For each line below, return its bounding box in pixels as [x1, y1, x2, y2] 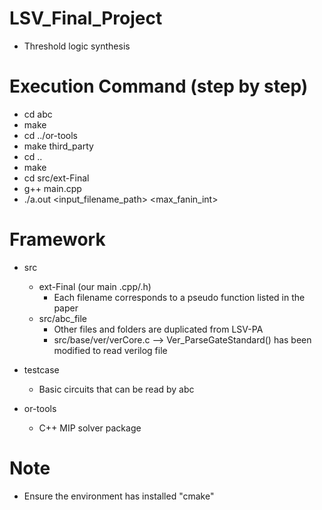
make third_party [23, 140, 94, 152]
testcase [23, 363, 60, 376]
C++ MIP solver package [38, 422, 142, 434]
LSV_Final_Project [9, 7, 163, 30]
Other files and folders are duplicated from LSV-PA [53, 323, 264, 335]
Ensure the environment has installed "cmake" [23, 490, 215, 502]
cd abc [23, 108, 53, 120]
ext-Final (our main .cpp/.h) [38, 280, 152, 292]
